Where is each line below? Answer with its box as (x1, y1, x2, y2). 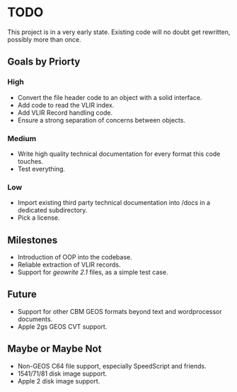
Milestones (7, 234, 58, 246)
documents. (17, 315, 53, 323)
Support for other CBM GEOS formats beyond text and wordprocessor (17, 307, 223, 315)
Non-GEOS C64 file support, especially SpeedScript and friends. (17, 362, 207, 370)
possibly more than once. (7, 35, 81, 43)
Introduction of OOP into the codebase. (17, 253, 132, 262)
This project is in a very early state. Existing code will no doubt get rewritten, (7, 28, 231, 36)
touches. (17, 157, 44, 165)
